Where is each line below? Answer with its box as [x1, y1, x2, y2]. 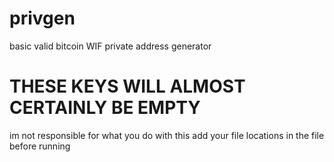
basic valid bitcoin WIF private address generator [9, 40, 212, 52]
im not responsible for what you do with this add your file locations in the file [9, 129, 325, 141]
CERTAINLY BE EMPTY [9, 97, 201, 119]
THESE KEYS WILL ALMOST [9, 75, 246, 98]
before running [9, 140, 71, 152]
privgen [9, 7, 76, 30]
